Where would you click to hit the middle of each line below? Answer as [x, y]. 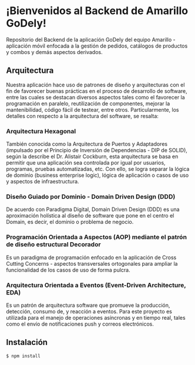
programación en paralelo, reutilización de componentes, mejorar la [88, 103]
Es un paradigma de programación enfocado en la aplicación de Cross [91, 257]
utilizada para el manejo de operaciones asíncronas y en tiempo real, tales [96, 317]
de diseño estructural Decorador [53, 245]
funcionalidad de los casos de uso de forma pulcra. [68, 270]
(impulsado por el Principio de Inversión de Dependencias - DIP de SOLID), [97, 150]
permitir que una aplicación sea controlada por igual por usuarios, [86, 163]
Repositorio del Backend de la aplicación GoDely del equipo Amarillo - [91, 39]
